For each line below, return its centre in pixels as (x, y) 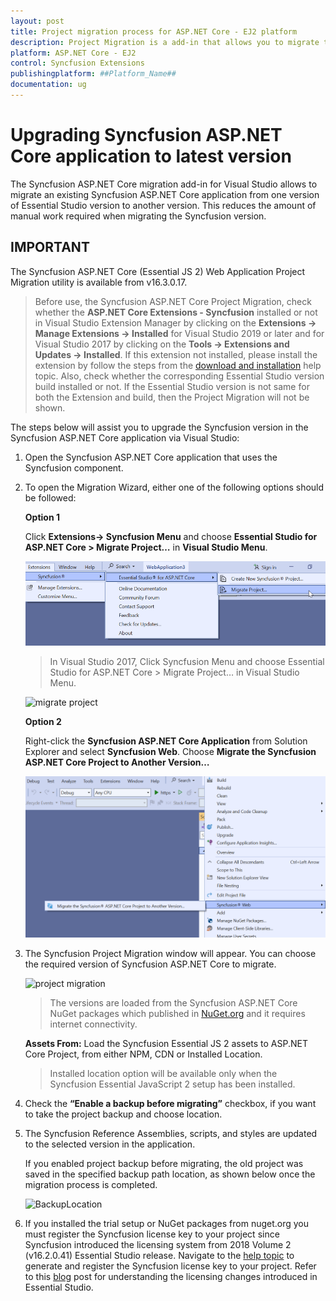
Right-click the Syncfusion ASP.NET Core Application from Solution (166, 741)
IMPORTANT (50, 247)
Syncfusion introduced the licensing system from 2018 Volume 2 (158, 1244)
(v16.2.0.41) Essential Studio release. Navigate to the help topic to (159, 1255)
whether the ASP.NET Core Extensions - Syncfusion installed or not (176, 312)
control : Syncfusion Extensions (77, 63)
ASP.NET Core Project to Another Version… (117, 762)
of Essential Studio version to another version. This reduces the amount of (163, 205)
